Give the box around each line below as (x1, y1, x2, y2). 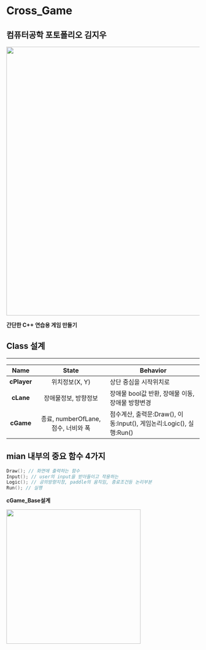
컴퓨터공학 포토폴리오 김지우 (6, 29, 107, 40)
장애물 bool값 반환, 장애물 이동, (110, 389, 195, 397)
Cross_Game (6, 4, 72, 18)
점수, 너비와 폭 (51, 423, 91, 432)
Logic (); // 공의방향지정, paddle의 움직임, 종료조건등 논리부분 (6, 479, 152, 485)
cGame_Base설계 (6, 497, 51, 504)
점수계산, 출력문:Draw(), (110, 410, 177, 418)
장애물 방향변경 (110, 398, 151, 407)
